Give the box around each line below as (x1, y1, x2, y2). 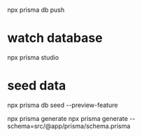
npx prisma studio (7, 53, 59, 62)
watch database (7, 30, 103, 46)
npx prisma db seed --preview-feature (7, 101, 118, 110)
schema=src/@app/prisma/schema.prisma (7, 122, 131, 131)
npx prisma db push (7, 6, 65, 14)
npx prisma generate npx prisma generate (7, 115, 128, 123)
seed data (7, 78, 66, 94)
